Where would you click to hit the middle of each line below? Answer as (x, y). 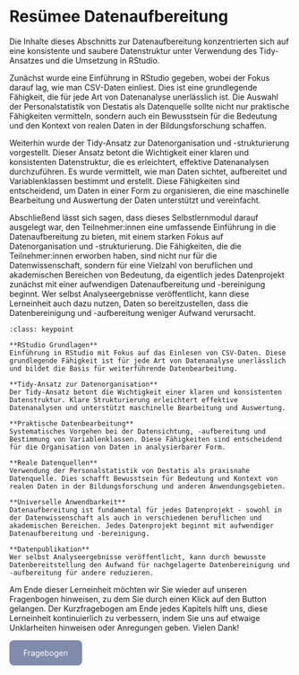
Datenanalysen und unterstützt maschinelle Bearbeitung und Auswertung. (148, 408)
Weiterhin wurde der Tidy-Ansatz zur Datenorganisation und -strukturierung (149, 143)
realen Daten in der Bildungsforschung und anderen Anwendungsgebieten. (148, 487)
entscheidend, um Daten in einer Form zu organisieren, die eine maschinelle (149, 190)
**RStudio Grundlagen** (54, 345)
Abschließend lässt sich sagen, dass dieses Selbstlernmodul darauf (134, 217)
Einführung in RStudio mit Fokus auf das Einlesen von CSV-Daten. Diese (148, 353)
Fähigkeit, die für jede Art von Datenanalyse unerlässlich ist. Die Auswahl (144, 97)
